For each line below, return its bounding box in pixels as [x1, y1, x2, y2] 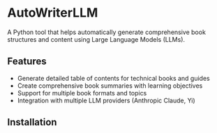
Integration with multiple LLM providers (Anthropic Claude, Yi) [17, 96, 195, 104]
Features [7, 56, 47, 68]
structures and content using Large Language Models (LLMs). [7, 35, 186, 43]
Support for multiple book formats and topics [17, 88, 147, 97]
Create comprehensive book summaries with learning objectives [17, 81, 203, 90]
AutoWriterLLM [7, 5, 98, 21]
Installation [7, 116, 57, 128]
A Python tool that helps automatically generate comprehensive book [7, 28, 206, 36]
